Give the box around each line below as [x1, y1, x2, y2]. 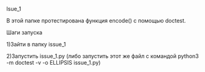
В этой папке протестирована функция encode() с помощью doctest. [6, 17, 186, 24]
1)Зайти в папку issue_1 [6, 41, 66, 48]
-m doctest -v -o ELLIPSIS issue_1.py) [6, 59, 101, 66]
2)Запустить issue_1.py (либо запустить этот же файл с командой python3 [6, 52, 199, 60]
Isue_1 [6, 5, 21, 12]
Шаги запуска [6, 29, 43, 36]
